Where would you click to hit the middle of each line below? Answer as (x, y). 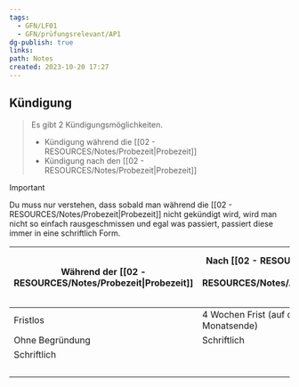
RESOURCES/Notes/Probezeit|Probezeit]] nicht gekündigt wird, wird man (143, 214)
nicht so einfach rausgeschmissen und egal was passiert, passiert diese (141, 223)
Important (27, 187)
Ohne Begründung (52, 340)
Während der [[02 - (104, 271)
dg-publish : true (41, 42)
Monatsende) (230, 326)
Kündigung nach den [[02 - (94, 160)
